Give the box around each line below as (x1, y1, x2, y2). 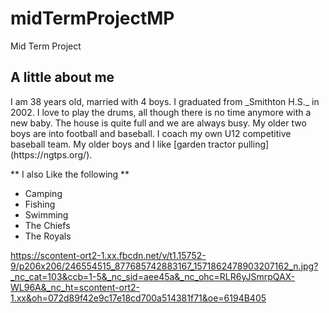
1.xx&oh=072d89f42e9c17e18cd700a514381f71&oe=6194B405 (10, 292, 267, 304)
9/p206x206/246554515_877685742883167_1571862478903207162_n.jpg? (10, 260, 319, 272)
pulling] (238, 138, 270, 150)
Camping (24, 187, 63, 199)
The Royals (24, 230, 72, 242)
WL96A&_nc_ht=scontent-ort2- (10, 281, 140, 293)
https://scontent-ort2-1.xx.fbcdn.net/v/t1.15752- (10, 249, 207, 261)
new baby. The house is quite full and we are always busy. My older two (10, 117, 307, 129)
